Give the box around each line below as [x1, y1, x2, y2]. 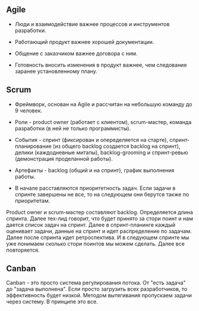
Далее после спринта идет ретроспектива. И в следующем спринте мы [6, 234, 189, 241]
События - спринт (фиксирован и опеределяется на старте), [14, 136, 168, 143]
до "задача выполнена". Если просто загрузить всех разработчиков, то [6, 285, 188, 293]
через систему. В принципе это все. [6, 298, 98, 305]
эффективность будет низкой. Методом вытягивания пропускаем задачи [6, 292, 192, 299]
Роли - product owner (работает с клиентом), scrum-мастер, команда [14, 118, 192, 125]
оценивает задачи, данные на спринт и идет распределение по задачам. [6, 227, 192, 234]
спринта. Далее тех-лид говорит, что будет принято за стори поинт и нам [6, 215, 193, 222]
